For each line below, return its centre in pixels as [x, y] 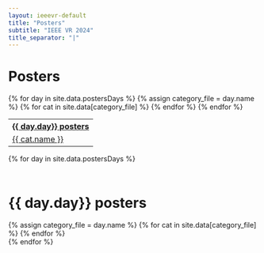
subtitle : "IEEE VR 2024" [51, 30]
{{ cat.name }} [38, 139]
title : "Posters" [37, 23]
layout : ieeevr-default [48, 15]
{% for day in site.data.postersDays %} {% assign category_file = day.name [132, 99]
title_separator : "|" [44, 38]
